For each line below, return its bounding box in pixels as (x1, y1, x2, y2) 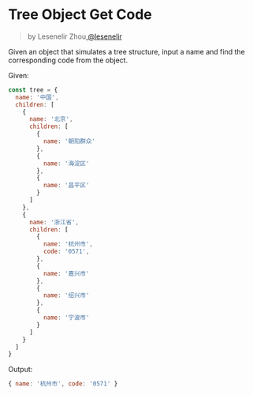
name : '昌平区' (43, 182, 90, 190)
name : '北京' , (28, 115, 73, 123)
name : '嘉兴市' (43, 269, 90, 277)
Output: (8, 365, 33, 374)
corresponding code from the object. (8, 55, 128, 65)
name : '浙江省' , (28, 218, 80, 226)
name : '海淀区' (43, 160, 90, 167)
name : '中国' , (15, 93, 59, 101)
